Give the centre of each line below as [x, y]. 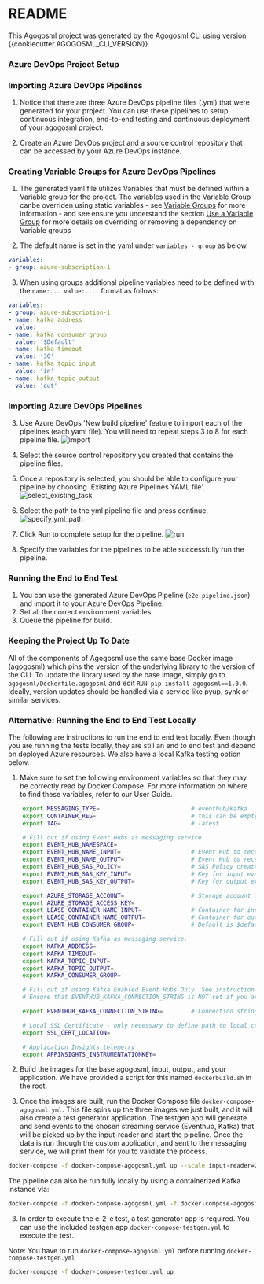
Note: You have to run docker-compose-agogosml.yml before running [117, 1251]
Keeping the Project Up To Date [69, 640]
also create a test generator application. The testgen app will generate [133, 1118]
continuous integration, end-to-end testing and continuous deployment [134, 120]
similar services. [35, 699]
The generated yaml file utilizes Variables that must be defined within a [134, 189]
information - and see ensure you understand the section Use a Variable [136, 214]
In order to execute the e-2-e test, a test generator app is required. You [134, 1219]
